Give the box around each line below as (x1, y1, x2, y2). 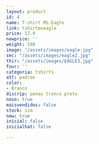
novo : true (6, 96, 33, 102)
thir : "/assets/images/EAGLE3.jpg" (6, 58, 94, 64)
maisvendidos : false (6, 102, 57, 108)
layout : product (6, 8, 46, 15)
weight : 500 (6, 42, 35, 48)
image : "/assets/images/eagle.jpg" (6, 47, 94, 53)
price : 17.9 (6, 31, 35, 37)
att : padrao (6, 74, 35, 80)
